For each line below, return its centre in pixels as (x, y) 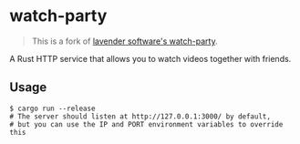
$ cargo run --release (52, 108)
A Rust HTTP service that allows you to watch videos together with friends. (150, 58)
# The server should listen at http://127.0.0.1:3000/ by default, (140, 116)
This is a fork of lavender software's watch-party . (124, 41)
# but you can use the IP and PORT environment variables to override (146, 124)
